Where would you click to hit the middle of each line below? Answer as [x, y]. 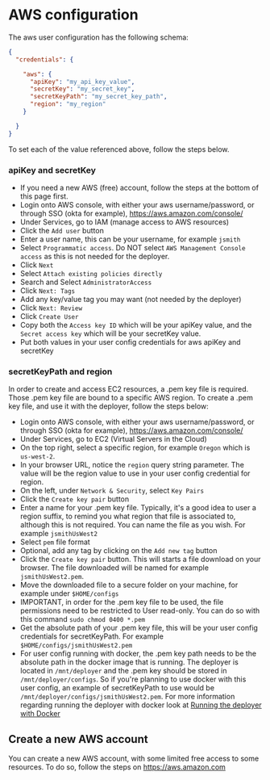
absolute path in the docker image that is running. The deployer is [129, 662]
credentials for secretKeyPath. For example [91, 636]
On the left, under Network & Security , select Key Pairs [112, 491]
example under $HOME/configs [69, 593]
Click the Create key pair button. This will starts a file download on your [140, 560]
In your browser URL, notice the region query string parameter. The [132, 465]
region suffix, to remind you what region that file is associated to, [128, 516]
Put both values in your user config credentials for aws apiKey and [130, 342]
